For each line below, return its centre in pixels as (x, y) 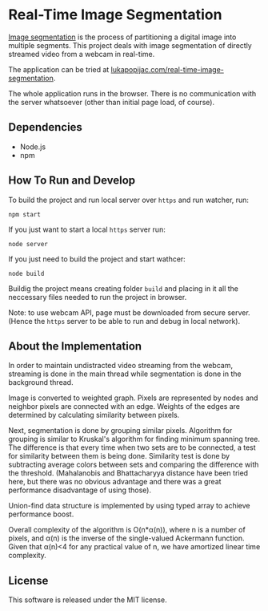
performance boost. (41, 514)
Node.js (33, 147)
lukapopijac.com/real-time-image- (167, 69)
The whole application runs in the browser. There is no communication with (132, 93)
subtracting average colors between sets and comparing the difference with (134, 465)
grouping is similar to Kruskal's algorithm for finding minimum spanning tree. (134, 439)
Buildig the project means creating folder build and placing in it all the (123, 288)
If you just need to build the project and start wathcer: (97, 259)
